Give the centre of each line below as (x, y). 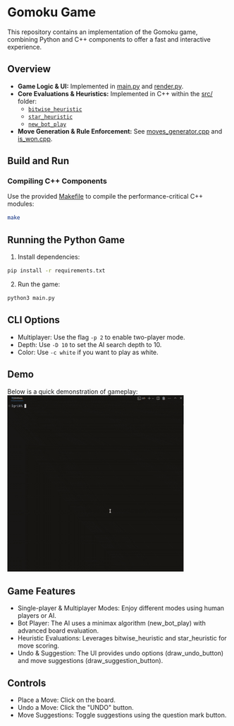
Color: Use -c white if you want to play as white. (88, 352)
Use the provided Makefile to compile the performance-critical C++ (105, 197)
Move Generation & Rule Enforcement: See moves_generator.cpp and (120, 131)
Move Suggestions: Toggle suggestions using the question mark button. (122, 715)
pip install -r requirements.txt (56, 271)
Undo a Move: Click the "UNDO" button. (75, 708)
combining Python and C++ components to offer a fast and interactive (109, 39)
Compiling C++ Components (57, 181)
